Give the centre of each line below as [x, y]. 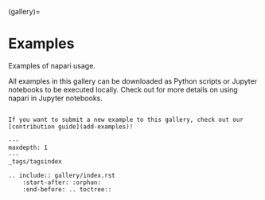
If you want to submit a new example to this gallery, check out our [126, 120]
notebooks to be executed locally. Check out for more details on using [123, 89]
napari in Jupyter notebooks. [56, 98]
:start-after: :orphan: [62, 182]
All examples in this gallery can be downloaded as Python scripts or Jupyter [132, 81]
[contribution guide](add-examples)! [71, 127]
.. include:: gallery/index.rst [62, 175]
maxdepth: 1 [28, 147]
